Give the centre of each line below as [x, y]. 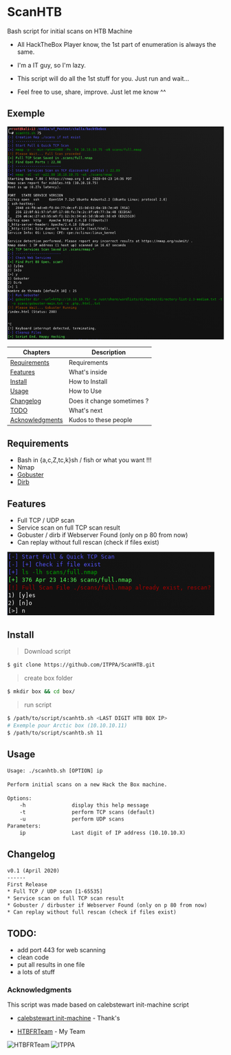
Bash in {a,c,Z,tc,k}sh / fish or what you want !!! [84, 460]
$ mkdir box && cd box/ [41, 691]
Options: [20, 798]
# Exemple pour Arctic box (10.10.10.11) [67, 725]
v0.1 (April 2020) [33, 871]
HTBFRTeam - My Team [51, 1032]
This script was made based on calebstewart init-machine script [98, 1005]
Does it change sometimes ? [109, 401]
